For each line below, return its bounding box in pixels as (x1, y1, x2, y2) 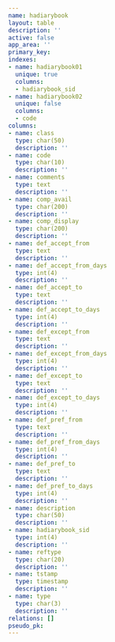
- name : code (8, 151, 51, 159)
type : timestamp (15, 578, 69, 586)
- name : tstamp (8, 570, 58, 578)
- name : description (8, 504, 76, 512)
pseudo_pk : (8, 621, 44, 629)
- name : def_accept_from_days (8, 262, 108, 270)
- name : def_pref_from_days (8, 438, 101, 446)
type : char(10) (15, 159, 65, 167)
